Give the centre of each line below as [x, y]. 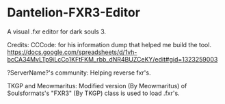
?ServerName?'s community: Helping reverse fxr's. [79, 73]
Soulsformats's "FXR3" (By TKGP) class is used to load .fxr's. [93, 93]
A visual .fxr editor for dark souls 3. [57, 31]
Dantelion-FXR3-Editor [74, 13]
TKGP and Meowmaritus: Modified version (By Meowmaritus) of [97, 86]
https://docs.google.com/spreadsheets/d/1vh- [72, 52]
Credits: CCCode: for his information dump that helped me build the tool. [109, 44]
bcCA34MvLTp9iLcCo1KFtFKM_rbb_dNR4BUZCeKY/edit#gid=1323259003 [112, 59]
